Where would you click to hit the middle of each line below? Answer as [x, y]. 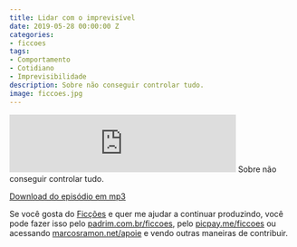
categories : [32, 34]
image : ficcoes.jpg [46, 93]
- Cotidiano [32, 69]
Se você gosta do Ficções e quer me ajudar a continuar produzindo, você [146, 214]
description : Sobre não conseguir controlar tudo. [107, 85]
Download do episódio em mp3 [68, 196]
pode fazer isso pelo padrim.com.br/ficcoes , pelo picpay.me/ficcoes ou [143, 223]
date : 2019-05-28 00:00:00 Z [64, 26]
